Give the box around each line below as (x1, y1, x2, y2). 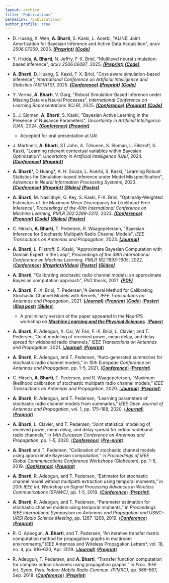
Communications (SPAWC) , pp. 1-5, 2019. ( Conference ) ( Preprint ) (12, 489, 150, 496)
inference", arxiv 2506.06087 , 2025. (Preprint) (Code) (27, 61, 140, 67)
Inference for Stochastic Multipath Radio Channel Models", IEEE (12, 231, 145, 237)
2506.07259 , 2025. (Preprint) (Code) (12, 46, 91, 52)
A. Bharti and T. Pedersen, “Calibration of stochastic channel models (12, 447, 156, 453)
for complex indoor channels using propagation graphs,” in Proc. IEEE (12, 562, 157, 568)
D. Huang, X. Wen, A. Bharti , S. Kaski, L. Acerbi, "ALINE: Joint (12, 35, 140, 41)
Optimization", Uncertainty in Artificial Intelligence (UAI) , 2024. (12, 153, 143, 159)
